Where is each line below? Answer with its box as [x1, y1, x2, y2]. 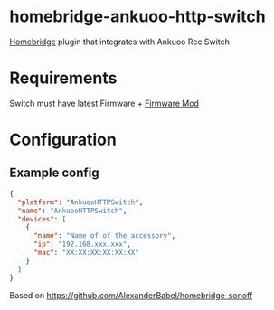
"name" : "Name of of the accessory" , [33, 231, 176, 240]
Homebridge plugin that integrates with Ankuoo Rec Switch [9, 36, 231, 47]
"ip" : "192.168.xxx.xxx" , [33, 240, 131, 249]
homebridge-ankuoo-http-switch [9, 6, 266, 27]
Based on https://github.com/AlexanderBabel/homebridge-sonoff [9, 289, 253, 300]
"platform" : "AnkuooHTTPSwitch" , [17, 197, 144, 207]
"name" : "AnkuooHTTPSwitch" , [17, 206, 128, 215]
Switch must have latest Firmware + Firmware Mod [9, 98, 199, 108]
